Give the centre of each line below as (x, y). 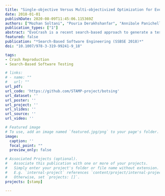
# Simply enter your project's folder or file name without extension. (82, 168)
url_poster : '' (21, 100)
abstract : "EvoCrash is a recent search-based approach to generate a (79, 32)
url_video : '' (20, 119)
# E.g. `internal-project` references (47, 172)
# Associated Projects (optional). (41, 159)
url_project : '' (22, 105)
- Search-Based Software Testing (39, 64)
